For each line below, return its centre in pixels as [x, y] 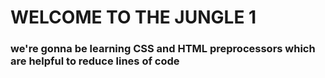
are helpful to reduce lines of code [95, 61]
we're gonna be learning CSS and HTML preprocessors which [163, 49]
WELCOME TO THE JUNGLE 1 [133, 17]
